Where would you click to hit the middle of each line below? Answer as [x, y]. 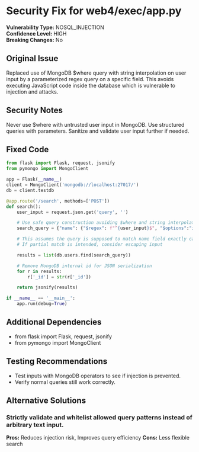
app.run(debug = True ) [42, 304]
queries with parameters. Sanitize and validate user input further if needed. [98, 131]
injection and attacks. [32, 92]
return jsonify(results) [47, 288]
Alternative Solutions [46, 401]
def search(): [24, 206]
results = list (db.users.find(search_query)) [74, 255]
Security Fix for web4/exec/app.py [94, 11]
